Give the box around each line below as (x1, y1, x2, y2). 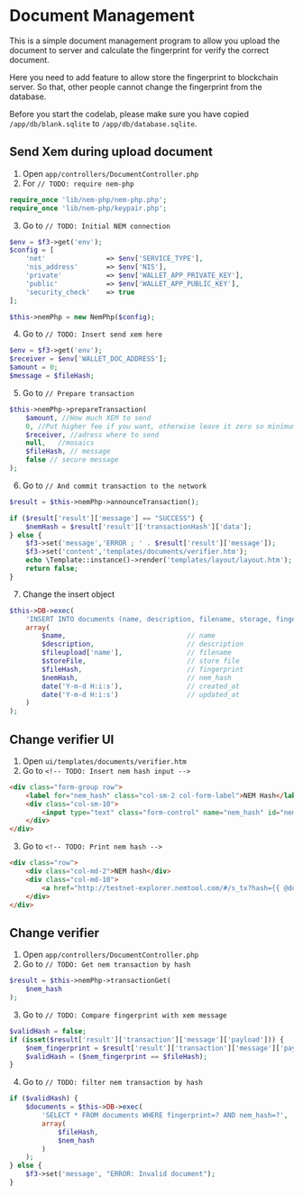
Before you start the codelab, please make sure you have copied (9, 108, 250, 119)
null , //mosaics (25, 438, 95, 447)
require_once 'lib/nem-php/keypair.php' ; (9, 204, 168, 213)
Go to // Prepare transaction (22, 387, 134, 398)
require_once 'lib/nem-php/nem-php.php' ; (9, 195, 168, 204)
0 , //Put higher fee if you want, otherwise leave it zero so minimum (25, 421, 297, 431)
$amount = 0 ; (9, 363, 59, 372)
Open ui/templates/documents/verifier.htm (22, 755, 188, 767)
